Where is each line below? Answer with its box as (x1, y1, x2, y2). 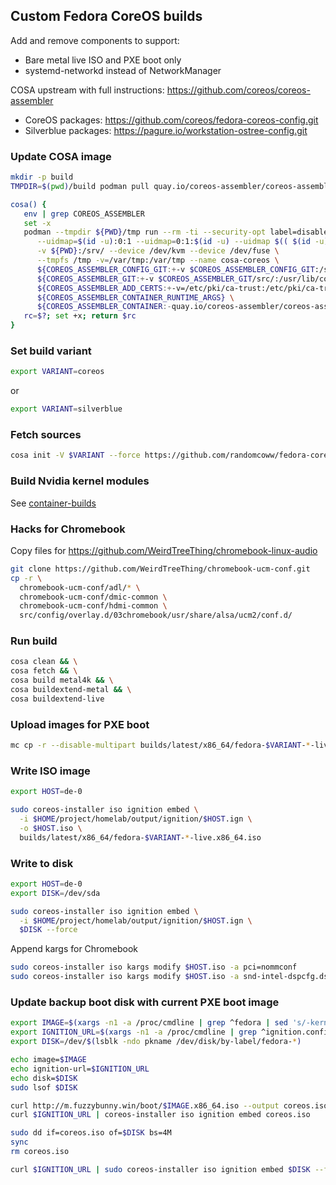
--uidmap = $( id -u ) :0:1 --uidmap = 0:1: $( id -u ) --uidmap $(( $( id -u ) (36, 237, 329, 247)
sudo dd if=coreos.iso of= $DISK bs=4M (10, 1128, 172, 1138)
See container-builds (10, 497, 97, 509)
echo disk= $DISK (10, 1073, 78, 1083)
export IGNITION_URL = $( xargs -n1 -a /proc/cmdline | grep (10, 1027, 257, 1038)
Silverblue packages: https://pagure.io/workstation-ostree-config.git (24, 124, 308, 136)
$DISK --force (19, 925, 78, 935)
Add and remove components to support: (10, 34, 180, 46)
